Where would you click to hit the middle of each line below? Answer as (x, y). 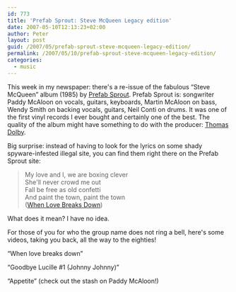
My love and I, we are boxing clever (76, 174)
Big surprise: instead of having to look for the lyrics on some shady (105, 145)
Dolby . (17, 132)
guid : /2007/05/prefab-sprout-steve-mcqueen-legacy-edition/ (99, 47)
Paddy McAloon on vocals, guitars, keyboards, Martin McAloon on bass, (112, 102)
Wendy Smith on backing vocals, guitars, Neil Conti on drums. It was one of (117, 109)
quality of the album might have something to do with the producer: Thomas (118, 124)
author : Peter (28, 34)
